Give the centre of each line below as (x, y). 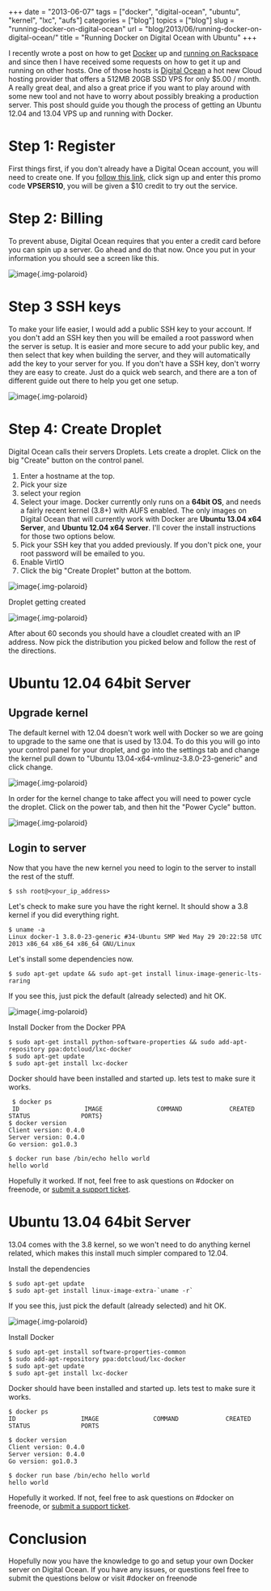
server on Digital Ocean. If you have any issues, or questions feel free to (129, 1570)
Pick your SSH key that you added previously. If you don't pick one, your (141, 544)
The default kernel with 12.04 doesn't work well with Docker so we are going (136, 732)
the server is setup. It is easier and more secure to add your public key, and (134, 346)
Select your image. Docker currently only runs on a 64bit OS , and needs (140, 501)
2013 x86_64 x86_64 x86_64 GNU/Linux (72, 944)
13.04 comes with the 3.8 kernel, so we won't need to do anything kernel (129, 1244)
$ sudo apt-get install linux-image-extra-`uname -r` (101, 1290)
